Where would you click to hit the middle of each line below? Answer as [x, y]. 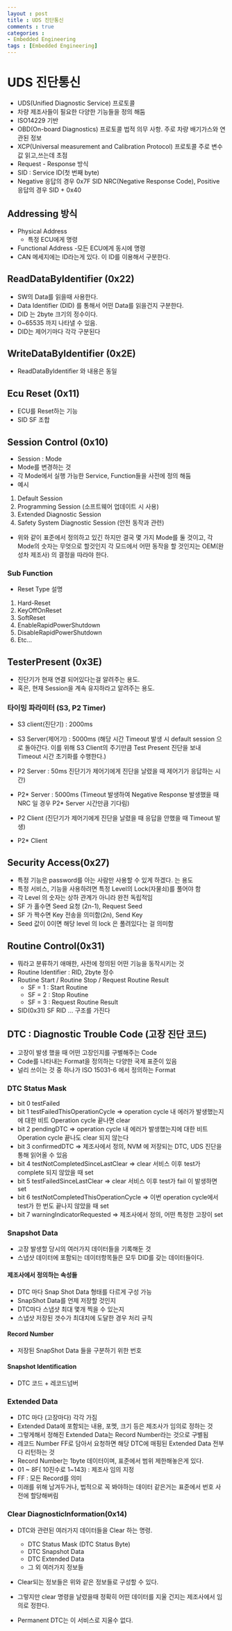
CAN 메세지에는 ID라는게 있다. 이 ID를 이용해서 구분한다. [93, 256]
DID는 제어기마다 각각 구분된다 [59, 331]
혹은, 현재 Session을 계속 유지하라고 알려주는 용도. [86, 688]
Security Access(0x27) [58, 862]
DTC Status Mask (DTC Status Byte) [79, 1544]
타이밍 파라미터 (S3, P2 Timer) [57, 708]
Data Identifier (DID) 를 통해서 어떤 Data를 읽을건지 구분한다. [100, 305]
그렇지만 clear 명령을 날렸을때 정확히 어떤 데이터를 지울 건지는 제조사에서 [116, 1596]
